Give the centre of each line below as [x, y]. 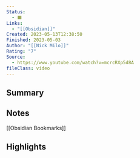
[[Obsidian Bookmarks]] [36, 128]
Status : [16, 12]
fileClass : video [28, 68]
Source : [16, 57]
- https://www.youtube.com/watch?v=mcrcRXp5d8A [73, 62]
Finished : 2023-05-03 [34, 40]
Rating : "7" [21, 51]
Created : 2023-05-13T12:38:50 [45, 35]
